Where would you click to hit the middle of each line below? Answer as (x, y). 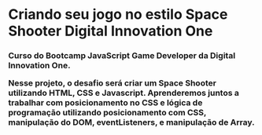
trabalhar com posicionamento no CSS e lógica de (105, 103)
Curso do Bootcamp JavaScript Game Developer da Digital (122, 56)
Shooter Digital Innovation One (111, 31)
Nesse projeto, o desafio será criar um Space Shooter (112, 83)
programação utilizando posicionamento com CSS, (107, 113)
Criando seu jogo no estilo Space (118, 15)
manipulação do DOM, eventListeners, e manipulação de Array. (131, 122)
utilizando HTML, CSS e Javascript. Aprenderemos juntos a (124, 93)
